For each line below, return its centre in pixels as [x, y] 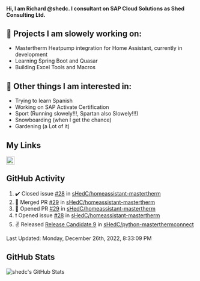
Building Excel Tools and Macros [55, 67]
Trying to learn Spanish [44, 101]
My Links [23, 145]
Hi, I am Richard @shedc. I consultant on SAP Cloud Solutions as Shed [95, 8]
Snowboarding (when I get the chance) [63, 120]
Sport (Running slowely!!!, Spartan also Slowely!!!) [77, 114]
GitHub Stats [31, 257]
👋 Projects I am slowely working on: [74, 33]
